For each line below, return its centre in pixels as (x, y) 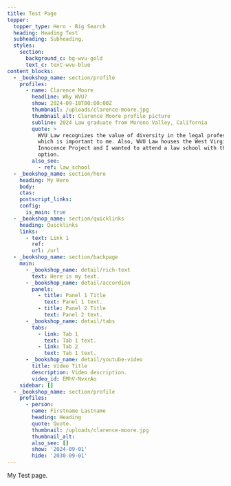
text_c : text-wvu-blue (58, 65)
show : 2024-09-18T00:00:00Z (72, 103)
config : (30, 206)
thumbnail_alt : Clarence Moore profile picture (101, 116)
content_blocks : (30, 71)
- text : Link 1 (47, 238)
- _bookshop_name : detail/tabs (70, 321)
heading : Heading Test (46, 33)
